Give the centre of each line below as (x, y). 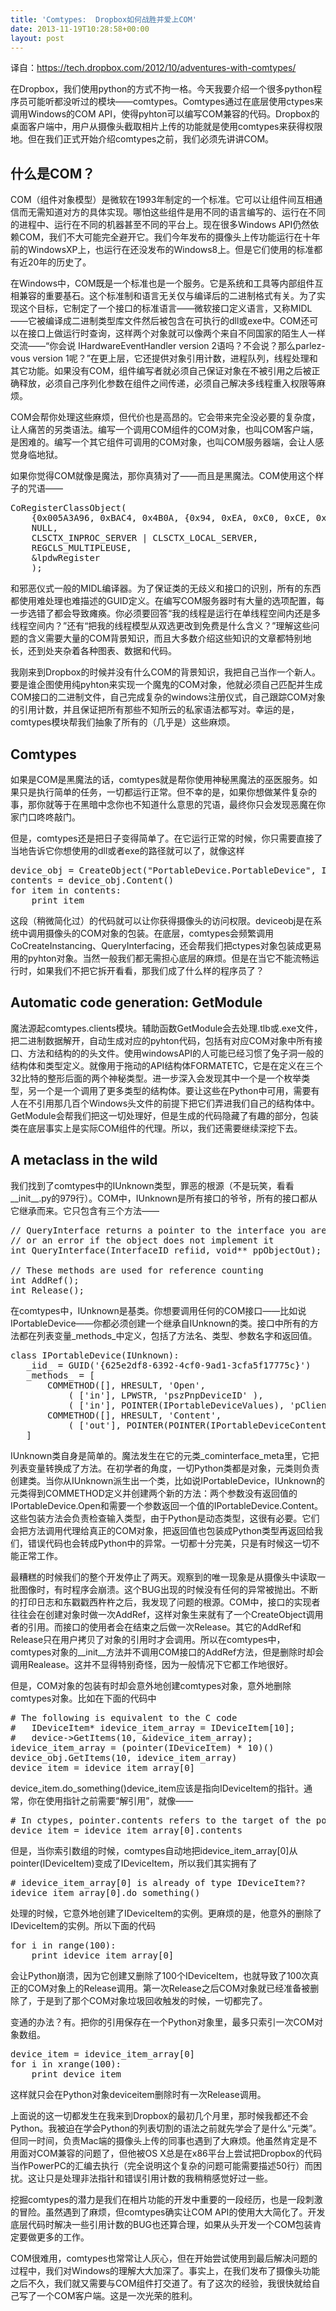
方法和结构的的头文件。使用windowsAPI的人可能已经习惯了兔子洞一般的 (176, 1053)
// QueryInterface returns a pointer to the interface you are (168, 1230)
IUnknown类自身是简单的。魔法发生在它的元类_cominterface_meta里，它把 (165, 1455)
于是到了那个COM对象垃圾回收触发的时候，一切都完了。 (152, 2000)
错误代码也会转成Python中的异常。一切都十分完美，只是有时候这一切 (169, 1543)
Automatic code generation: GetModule (136, 1002)
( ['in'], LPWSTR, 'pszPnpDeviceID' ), (166, 1395)
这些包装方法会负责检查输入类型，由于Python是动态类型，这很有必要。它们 (165, 1518)
